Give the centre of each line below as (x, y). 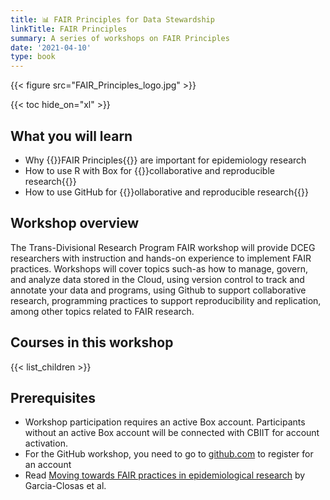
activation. (46, 443)
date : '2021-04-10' (51, 47)
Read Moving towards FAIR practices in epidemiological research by (165, 475)
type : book (33, 57)
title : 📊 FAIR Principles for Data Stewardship (112, 19)
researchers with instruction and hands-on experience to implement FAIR (161, 258)
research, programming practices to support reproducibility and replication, (166, 300)
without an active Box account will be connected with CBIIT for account (172, 433)
